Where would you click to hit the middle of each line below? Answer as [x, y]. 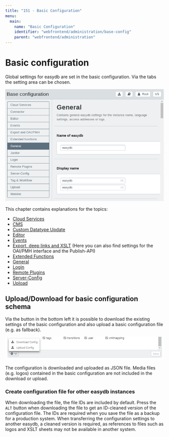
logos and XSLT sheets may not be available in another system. [71, 429]
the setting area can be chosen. [38, 82]
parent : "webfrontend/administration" [55, 37]
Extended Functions [33, 256]
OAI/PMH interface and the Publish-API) [54, 251]
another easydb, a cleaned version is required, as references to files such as [84, 424]
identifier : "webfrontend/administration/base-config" [73, 32]
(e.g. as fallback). [23, 330]
